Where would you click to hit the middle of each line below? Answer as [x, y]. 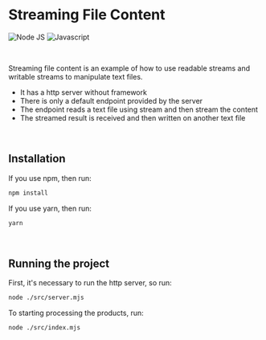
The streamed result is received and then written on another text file [133, 117]
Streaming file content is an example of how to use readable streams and [129, 68]
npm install [28, 193]
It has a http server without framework [83, 92]
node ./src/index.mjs [45, 328]
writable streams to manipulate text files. [76, 76]
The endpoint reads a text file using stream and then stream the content [139, 109]
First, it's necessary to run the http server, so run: [90, 283]
